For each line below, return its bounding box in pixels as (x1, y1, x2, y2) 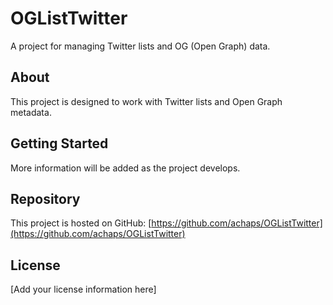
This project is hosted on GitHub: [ (10, 217, 152, 229)
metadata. (10, 106, 52, 118)
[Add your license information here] (10, 283, 157, 296)
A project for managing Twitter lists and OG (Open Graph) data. (10, 40, 271, 52)
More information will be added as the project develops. (10, 162, 241, 174)
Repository (10, 190, 81, 207)
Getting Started (10, 135, 109, 152)
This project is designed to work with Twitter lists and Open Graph (10, 95, 283, 107)
